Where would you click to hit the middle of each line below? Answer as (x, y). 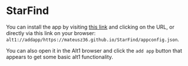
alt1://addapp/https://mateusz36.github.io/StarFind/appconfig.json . (93, 39)
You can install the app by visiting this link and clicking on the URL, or (90, 27)
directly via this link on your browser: (51, 33)
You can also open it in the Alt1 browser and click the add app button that (94, 50)
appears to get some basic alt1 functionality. (60, 57)
